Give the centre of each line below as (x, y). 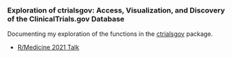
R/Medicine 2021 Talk (48, 48)
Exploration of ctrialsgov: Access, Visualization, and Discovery (116, 10)
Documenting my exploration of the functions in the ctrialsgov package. (110, 34)
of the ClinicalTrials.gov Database (66, 19)
